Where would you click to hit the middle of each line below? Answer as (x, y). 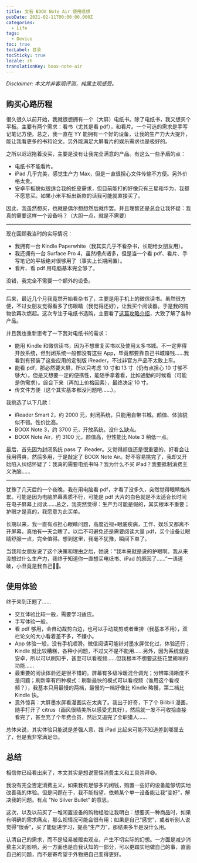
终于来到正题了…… (29, 602)
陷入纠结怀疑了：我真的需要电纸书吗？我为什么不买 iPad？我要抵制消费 (97, 464)
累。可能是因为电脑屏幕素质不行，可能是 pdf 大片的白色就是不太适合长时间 (96, 497)
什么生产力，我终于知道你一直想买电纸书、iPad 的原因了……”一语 (100, 559)
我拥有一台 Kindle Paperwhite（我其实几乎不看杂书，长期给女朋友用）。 (100, 246)
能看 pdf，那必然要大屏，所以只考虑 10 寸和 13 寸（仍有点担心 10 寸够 (98, 368)
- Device (22, 39)
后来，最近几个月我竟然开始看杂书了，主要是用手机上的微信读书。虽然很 (93, 299)
